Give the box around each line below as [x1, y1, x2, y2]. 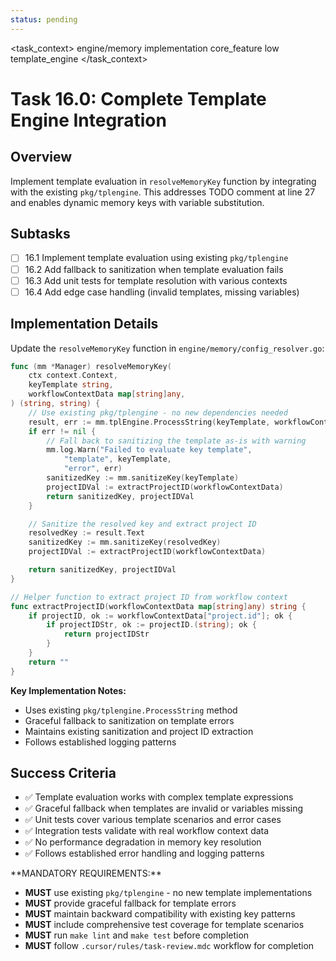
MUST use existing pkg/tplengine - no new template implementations [24, 887, 313, 899]
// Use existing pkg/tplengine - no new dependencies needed [28, 407, 288, 418]
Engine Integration [10, 109, 167, 131]
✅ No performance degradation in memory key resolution [24, 836, 262, 848]
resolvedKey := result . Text [28, 528, 145, 538]
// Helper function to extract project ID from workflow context [10, 592, 288, 602]
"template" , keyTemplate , [63, 454, 172, 465]
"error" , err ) [63, 464, 123, 474]
